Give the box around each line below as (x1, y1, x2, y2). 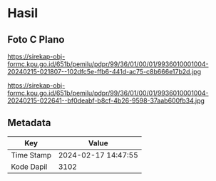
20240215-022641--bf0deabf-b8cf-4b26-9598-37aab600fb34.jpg (7, 96, 205, 105)
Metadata (7, 117, 51, 129)
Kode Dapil (11, 162, 48, 172)
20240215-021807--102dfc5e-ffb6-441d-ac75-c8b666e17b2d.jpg (7, 68, 202, 76)
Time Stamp (11, 150, 52, 160)
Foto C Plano (7, 33, 65, 46)
